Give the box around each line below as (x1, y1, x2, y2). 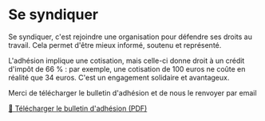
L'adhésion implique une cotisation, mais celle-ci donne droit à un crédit (8, 56, 245, 65)
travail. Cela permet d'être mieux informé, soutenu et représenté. (8, 40, 222, 49)
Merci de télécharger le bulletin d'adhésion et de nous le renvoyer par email (8, 88, 257, 97)
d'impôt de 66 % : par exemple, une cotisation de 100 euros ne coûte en (8, 64, 246, 73)
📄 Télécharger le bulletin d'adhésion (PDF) (8, 103, 148, 113)
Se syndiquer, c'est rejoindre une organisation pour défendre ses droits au (8, 32, 253, 41)
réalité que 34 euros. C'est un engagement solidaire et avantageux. (8, 72, 230, 82)
